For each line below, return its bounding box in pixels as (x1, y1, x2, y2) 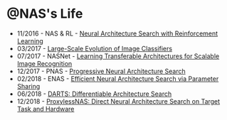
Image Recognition (16, 59, 73, 67)
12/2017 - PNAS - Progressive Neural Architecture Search (16, 67, 186, 75)
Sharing (16, 82, 41, 90)
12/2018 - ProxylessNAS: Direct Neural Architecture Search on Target (16, 97, 221, 105)
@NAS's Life (6, 6, 83, 22)
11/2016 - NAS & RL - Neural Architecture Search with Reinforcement (16, 29, 218, 38)
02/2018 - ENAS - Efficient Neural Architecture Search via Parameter (16, 74, 219, 83)
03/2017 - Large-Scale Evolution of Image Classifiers (16, 44, 172, 53)
